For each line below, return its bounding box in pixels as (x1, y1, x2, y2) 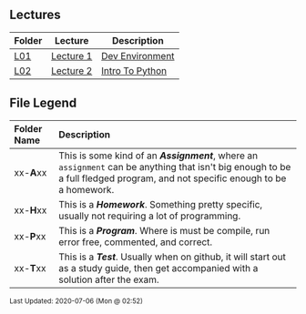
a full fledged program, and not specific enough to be (58, 172, 287, 185)
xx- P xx (14, 229, 46, 242)
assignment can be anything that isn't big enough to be (58, 160, 291, 173)
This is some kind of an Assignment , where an (58, 149, 258, 162)
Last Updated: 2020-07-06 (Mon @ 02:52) (9, 296, 143, 306)
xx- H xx (14, 204, 47, 217)
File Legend (9, 96, 77, 111)
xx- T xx (14, 261, 46, 274)
